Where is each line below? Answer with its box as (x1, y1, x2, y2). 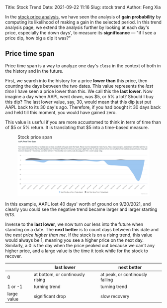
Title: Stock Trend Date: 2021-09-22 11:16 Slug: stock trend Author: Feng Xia (5, 4, 161, 10)
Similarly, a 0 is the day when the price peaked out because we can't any (5, 243, 155, 249)
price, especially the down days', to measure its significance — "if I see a (5, 30, 157, 35)
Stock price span (17, 134, 53, 140)
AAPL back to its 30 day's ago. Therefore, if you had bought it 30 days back (5, 104, 161, 110)
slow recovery (100, 294, 130, 300)
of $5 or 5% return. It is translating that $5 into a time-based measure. (5, 124, 149, 130)
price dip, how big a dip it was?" (5, 35, 71, 41)
